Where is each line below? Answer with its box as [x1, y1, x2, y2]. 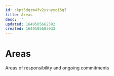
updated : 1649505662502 [5, 21, 56, 27]
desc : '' [5, 17, 24, 22]
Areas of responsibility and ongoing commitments [5, 65, 109, 71]
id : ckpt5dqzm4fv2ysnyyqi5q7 [5, 7, 67, 13]
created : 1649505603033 [5, 26, 56, 31]
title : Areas [5, 12, 33, 17]
